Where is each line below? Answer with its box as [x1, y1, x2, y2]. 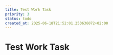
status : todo [5, 16, 32, 21]
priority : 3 [5, 12, 29, 17]
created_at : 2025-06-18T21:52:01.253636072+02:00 [5, 20, 109, 26]
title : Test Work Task [5, 7, 51, 12]
